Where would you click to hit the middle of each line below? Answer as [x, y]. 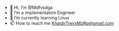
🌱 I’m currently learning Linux [40, 18]
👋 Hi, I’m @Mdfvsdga [31, 8]
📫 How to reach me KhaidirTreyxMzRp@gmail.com [62, 23]
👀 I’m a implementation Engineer [43, 13]
